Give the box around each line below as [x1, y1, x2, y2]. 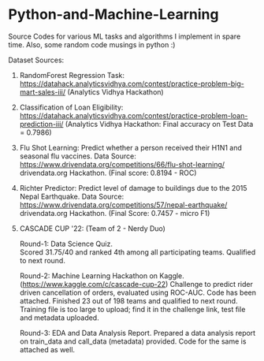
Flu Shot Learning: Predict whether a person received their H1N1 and [19, 143, 243, 152]
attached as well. [19, 344, 76, 354]
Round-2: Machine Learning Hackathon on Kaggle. [19, 270, 185, 281]
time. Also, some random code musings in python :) [8, 39, 176, 49]
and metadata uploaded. [19, 313, 100, 322]
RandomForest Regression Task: [19, 70, 125, 80]
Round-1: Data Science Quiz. [19, 239, 113, 248]
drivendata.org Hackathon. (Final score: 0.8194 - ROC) [19, 168, 197, 177]
